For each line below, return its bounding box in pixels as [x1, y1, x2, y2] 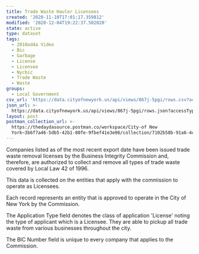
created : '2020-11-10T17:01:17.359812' [6, 14, 105, 20]
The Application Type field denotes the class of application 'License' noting [6, 211, 190, 219]
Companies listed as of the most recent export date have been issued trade [6, 146, 191, 153]
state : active [6, 25, 41, 31]
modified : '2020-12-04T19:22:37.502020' [6, 20, 108, 25]
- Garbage [11, 53, 36, 59]
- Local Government [11, 91, 60, 97]
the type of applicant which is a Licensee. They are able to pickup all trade [6, 218, 188, 225]
